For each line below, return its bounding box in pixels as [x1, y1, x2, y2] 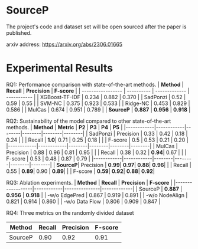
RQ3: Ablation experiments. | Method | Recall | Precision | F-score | [6, 179, 173, 186]
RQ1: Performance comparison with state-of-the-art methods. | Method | [6, 81, 184, 88]
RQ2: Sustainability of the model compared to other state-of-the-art [6, 117, 171, 125]
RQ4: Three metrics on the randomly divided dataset [6, 209, 134, 216]
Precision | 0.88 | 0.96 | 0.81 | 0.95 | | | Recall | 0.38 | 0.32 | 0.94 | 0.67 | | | [6, 149, 187, 156]
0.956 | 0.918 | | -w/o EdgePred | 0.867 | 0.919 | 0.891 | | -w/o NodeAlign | [6, 191, 188, 198]
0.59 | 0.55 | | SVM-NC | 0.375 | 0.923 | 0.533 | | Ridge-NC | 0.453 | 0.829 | [6, 100, 190, 107]
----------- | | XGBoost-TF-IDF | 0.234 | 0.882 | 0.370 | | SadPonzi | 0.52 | [6, 93, 186, 100]
